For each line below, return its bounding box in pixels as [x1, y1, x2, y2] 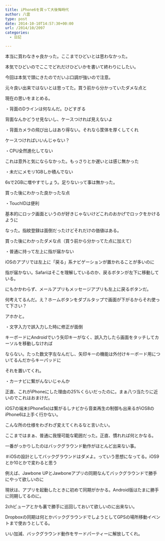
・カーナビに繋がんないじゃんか [5, 378, 70, 384]
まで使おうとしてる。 [9, 520, 53, 526]
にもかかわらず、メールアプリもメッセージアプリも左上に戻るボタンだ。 [5, 286, 152, 292]
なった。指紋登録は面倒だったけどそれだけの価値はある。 [5, 227, 122, 233]
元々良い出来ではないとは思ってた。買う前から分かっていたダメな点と [5, 84, 147, 90]
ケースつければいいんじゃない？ [5, 137, 70, 143]
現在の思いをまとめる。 [5, 95, 53, 101]
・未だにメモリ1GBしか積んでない [5, 168, 73, 174]
